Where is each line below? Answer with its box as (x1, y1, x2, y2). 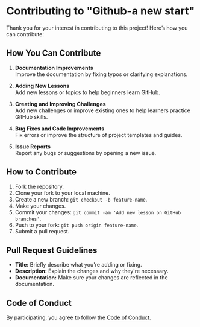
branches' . (14, 215, 42, 222)
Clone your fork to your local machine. (14, 189, 110, 197)
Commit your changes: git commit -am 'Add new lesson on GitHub (14, 208, 181, 215)
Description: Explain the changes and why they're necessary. (14, 267, 169, 275)
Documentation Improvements (14, 64, 93, 71)
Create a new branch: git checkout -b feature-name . (14, 195, 148, 203)
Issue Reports (14, 143, 51, 150)
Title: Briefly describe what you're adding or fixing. (14, 261, 143, 268)
